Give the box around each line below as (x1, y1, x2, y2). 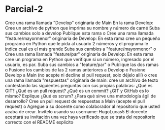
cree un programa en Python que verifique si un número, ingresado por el (5, 56, 155, 62)
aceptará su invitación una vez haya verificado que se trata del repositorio (5, 114, 156, 120)
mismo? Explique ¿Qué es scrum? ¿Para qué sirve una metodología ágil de (5, 93, 156, 99)
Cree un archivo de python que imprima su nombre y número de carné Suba (5, 25, 160, 31)
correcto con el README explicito (5, 119, 74, 125)
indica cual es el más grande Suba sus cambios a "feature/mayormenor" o (5, 46, 156, 52)
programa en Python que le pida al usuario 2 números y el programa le (5, 40, 149, 46)
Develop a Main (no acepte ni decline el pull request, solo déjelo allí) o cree (5, 72, 158, 78)
